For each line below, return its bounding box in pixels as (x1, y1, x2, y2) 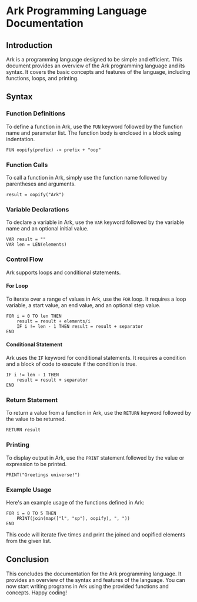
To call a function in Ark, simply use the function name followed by (6, 174, 168, 181)
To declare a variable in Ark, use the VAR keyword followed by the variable (6, 219, 184, 226)
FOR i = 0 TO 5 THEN (6, 510, 57, 516)
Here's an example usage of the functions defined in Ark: (6, 499, 145, 506)
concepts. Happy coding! (6, 589, 68, 596)
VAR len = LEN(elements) (6, 242, 67, 248)
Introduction (6, 40, 53, 50)
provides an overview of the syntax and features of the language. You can (6, 576, 185, 583)
